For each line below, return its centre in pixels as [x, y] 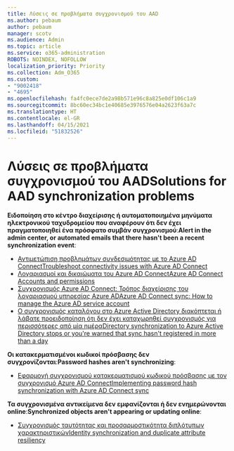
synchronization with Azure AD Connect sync [83, 391]
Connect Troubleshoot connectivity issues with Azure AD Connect [112, 266]
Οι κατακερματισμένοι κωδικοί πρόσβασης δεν [78, 355]
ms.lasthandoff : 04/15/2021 [48, 125]
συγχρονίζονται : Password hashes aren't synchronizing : [92, 362]
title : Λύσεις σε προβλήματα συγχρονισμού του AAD [83, 14]
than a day [33, 341]
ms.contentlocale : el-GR [44, 118]
